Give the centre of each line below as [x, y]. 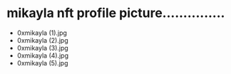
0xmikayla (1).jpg [42, 33]
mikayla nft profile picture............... [116, 13]
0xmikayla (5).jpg [42, 63]
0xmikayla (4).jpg [43, 55]
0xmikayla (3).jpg [42, 48]
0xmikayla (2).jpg [42, 40]
